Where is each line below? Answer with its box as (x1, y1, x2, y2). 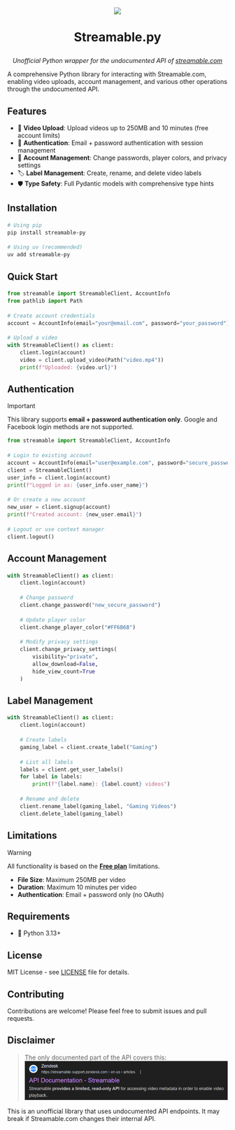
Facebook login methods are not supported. (7, 423, 134, 431)
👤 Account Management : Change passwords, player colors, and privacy (17, 153, 227, 162)
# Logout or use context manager (7, 526, 105, 533)
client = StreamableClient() (7, 466, 92, 474)
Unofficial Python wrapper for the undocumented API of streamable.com (13, 57, 222, 65)
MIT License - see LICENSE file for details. (7, 968, 129, 977)
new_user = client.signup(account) (7, 503, 111, 511)
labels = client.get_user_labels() (20, 766, 124, 773)
